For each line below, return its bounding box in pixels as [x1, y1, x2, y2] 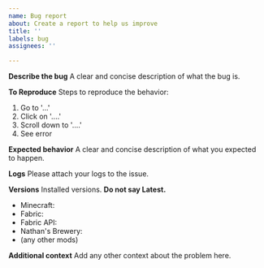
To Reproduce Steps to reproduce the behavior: [8, 87, 169, 97]
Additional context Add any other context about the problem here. [8, 251, 232, 261]
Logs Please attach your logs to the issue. [8, 169, 149, 179]
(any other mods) [19, 235, 79, 244]
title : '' [8, 27, 42, 35]
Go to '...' [19, 103, 50, 113]
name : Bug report [8, 11, 67, 20]
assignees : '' [8, 42, 57, 50]
